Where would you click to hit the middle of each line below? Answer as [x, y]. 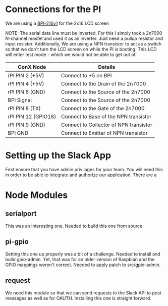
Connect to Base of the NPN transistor [106, 116]
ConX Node [32, 67]
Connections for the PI [53, 9]
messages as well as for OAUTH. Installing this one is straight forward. [78, 298]
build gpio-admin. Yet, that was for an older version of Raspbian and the [80, 259]
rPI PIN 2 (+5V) [26, 75]
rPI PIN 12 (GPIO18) [32, 116]
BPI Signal [20, 100]
